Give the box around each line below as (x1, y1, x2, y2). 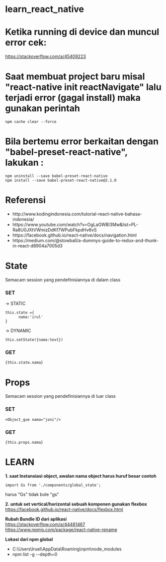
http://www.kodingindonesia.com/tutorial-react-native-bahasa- (12, 211, 143, 217)
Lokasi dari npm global (5, 536, 53, 542)
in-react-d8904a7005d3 (12, 243, 63, 249)
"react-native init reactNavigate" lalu (5, 81, 162, 93)
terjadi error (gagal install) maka (5, 92, 141, 103)
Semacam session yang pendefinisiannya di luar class (5, 393, 116, 399)
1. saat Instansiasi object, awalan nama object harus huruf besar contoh (5, 473, 157, 479)
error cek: (5, 37, 47, 48)
